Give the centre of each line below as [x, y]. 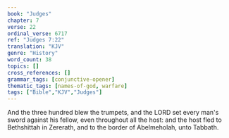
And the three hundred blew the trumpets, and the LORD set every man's [113, 113]
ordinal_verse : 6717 [38, 33]
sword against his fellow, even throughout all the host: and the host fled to [114, 120]
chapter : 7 [23, 20]
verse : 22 [22, 27]
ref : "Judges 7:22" [36, 40]
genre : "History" [33, 54]
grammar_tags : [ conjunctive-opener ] [61, 79]
